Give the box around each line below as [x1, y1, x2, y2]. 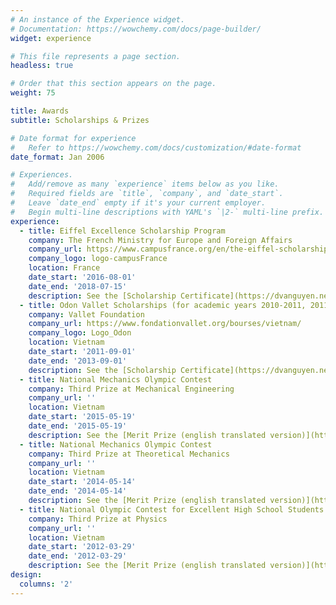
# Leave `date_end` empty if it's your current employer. [10, 198, 267, 208]
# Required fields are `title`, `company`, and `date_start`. [10, 189, 284, 199]
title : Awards [10, 106, 70, 116]
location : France [28, 263, 101, 273]
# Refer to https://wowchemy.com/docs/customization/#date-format [10, 142, 302, 153]
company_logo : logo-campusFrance [28, 254, 168, 264]
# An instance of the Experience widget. [10, 14, 186, 25]
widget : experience [10, 33, 92, 43]
